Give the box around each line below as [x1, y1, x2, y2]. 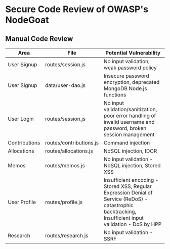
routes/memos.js [45, 162, 85, 169]
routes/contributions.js [45, 139, 99, 146]
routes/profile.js [45, 198, 83, 206]
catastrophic [103, 202, 134, 209]
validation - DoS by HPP [103, 221, 162, 228]
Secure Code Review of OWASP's [5, 4, 148, 15]
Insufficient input [103, 215, 144, 221]
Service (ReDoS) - [103, 195, 148, 203]
